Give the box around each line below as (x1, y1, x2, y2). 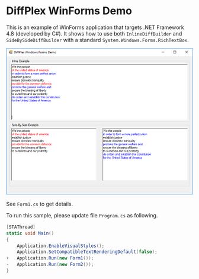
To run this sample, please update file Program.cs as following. (6, 211, 158, 219)
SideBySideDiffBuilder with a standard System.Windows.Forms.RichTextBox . (6, 36, 190, 43)
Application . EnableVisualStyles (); (17, 243, 105, 249)
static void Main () (6, 230, 54, 236)
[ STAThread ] (6, 224, 36, 230)
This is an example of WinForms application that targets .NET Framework (6, 24, 185, 31)
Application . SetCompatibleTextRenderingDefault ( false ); (17, 249, 158, 255)
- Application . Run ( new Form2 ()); (6, 262, 94, 268)
